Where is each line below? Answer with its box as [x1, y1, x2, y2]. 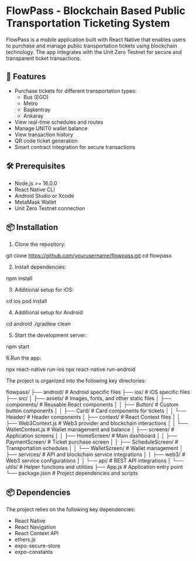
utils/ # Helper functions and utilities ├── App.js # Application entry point [6, 464, 183, 471]
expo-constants [14, 549, 53, 556]
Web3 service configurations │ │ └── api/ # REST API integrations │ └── [6, 457, 184, 464]
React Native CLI [14, 186, 56, 193]
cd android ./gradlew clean [6, 320, 71, 327]
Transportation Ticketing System [6, 16, 170, 30]
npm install [6, 275, 33, 282]
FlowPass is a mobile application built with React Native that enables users [6, 36, 186, 43]
